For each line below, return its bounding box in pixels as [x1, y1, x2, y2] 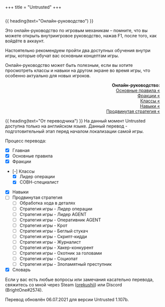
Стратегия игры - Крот [19, 222, 68, 228]
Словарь [12, 267, 31, 273]
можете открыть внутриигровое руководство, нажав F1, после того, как [5, 33, 157, 38]
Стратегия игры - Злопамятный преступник [19, 261, 112, 267]
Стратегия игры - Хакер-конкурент [19, 245, 94, 250]
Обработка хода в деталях [19, 200, 76, 206]
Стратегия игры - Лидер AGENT [19, 211, 87, 217]
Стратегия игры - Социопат [19, 256, 78, 262]
